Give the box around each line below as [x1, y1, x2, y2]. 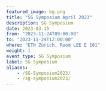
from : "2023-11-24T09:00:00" [6, 31, 79, 37]
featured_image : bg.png [6, 8, 66, 15]
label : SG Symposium [6, 59, 58, 65]
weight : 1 [6, 48, 31, 54]
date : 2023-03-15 [6, 25, 50, 32]
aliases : [6, 64, 28, 71]
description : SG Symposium [6, 20, 74, 26]
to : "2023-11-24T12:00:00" [6, 37, 74, 43]
